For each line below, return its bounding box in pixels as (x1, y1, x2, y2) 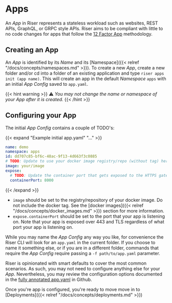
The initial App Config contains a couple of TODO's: (5, 125, 115, 131)
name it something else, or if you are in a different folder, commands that (5, 245, 159, 251)
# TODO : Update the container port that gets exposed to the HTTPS (10, 173, 157, 178)
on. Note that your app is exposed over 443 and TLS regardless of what (12, 218, 165, 225)
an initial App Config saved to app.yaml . (5, 81, 89, 87)
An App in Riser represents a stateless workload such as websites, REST (5, 20, 158, 26)
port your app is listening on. (12, 224, 73, 230)
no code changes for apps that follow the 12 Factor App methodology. (5, 31, 153, 37)
